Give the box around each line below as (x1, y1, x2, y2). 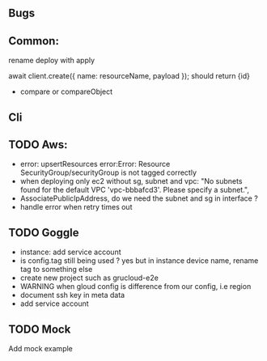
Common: (8, 34, 59, 48)
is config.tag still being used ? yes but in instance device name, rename (19, 256, 259, 265)
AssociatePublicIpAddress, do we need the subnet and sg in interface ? (19, 193, 259, 203)
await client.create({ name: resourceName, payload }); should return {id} (8, 71, 251, 81)
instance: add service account (19, 247, 121, 257)
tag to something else (19, 265, 93, 274)
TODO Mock (8, 322, 71, 336)
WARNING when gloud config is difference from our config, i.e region (19, 282, 252, 291)
